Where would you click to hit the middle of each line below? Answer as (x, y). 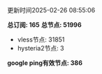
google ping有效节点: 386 (45, 63)
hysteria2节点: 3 (41, 48)
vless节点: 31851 (41, 39)
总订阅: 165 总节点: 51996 (44, 25)
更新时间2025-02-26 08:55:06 (51, 10)
